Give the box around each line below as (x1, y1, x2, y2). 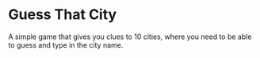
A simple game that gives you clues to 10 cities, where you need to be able (8, 32, 252, 41)
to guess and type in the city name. (8, 40, 124, 49)
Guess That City (8, 6, 117, 24)
